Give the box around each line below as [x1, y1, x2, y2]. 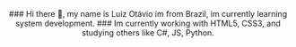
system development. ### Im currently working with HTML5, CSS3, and [14, 18, 282, 28]
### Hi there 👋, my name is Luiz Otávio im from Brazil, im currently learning [9, 9, 287, 19]
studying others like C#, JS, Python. [82, 27, 214, 38]
